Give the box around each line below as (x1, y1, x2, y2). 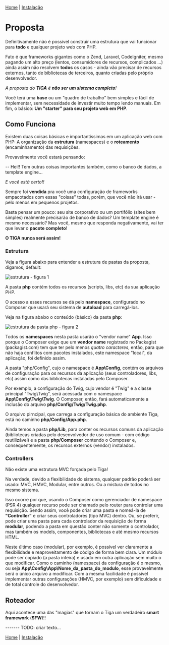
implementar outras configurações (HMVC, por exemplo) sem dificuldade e (5, 576, 161, 582)
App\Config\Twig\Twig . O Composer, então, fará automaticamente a (5, 396, 149, 402)
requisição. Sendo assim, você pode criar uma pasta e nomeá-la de (5, 507, 146, 513)
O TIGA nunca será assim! (5, 234, 61, 241)
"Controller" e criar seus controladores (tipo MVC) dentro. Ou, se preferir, (5, 513, 160, 519)
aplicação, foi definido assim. (5, 355, 67, 361)
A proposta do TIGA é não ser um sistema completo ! (5, 85, 117, 91)
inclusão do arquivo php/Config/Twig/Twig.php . (5, 401, 107, 407)
